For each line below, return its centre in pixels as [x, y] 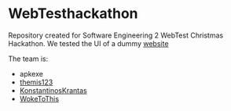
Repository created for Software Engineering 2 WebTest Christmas [116, 35]
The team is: [28, 59]
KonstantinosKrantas [53, 90]
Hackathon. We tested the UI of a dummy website [88, 43]
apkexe [31, 73]
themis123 [36, 82]
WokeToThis [39, 98]
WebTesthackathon [73, 14]
